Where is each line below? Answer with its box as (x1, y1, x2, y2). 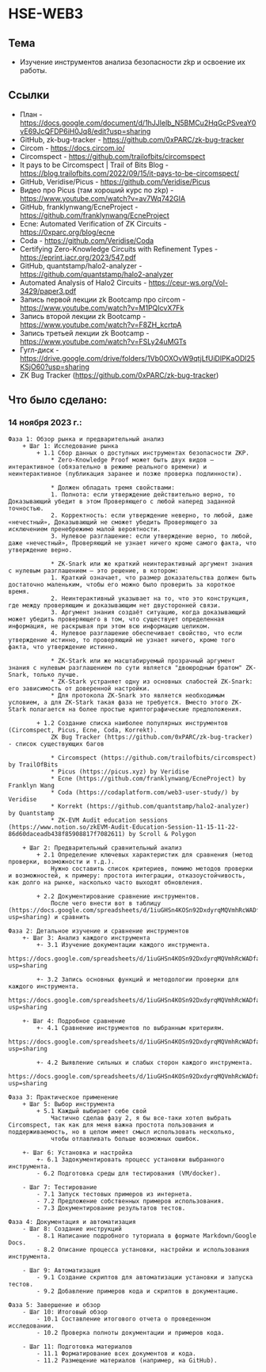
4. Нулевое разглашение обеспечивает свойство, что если (50, 629, 243, 637)
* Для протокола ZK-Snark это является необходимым (50, 691, 225, 699)
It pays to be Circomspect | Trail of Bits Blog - (19, 160, 169, 169)
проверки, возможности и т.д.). (8, 857, 115, 865)
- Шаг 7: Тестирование (22, 1183, 97, 1191)
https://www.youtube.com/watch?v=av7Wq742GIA (19, 193, 186, 203)
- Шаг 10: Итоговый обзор (22, 1308, 108, 1316)
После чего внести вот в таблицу (50, 899, 161, 907)
